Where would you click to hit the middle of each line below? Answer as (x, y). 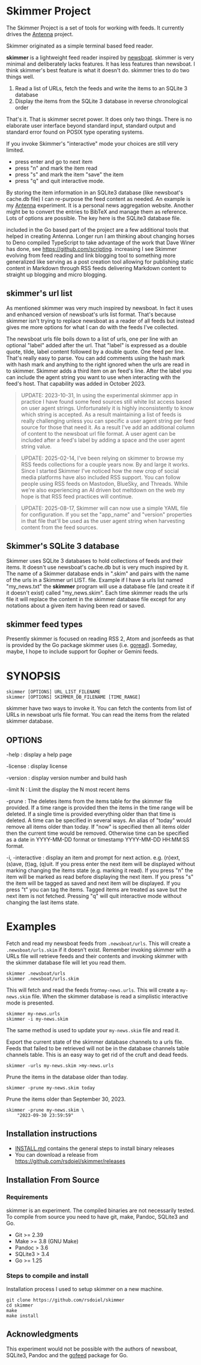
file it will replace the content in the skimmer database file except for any (96, 599)
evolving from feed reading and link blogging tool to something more (91, 255)
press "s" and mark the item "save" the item (69, 174)
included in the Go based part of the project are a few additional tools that (97, 229)
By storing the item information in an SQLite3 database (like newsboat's (95, 192)
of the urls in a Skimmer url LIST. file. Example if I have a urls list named (94, 580)
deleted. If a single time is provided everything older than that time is (91, 814)
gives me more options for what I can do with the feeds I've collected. (92, 327)
